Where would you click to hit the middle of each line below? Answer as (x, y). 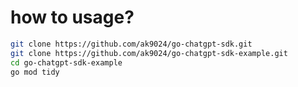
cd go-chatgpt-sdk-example (66, 62)
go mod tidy (35, 72)
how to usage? (72, 17)
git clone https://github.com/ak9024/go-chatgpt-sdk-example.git (149, 53)
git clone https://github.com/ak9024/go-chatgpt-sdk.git (131, 44)
